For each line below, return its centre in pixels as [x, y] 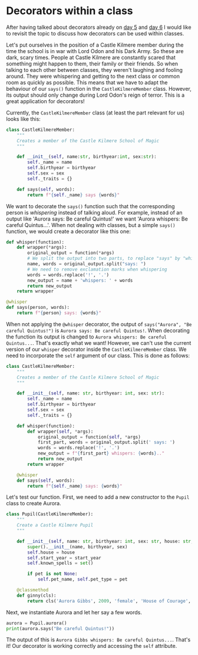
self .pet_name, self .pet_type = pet [82, 580]
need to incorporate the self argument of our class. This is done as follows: [98, 356]
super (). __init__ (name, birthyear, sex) [77, 547]
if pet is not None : [52, 574]
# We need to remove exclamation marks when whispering [97, 269]
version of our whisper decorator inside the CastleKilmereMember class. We [96, 349]
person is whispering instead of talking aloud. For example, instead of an [94, 212]
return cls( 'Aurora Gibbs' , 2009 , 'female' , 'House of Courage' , [109, 601]
